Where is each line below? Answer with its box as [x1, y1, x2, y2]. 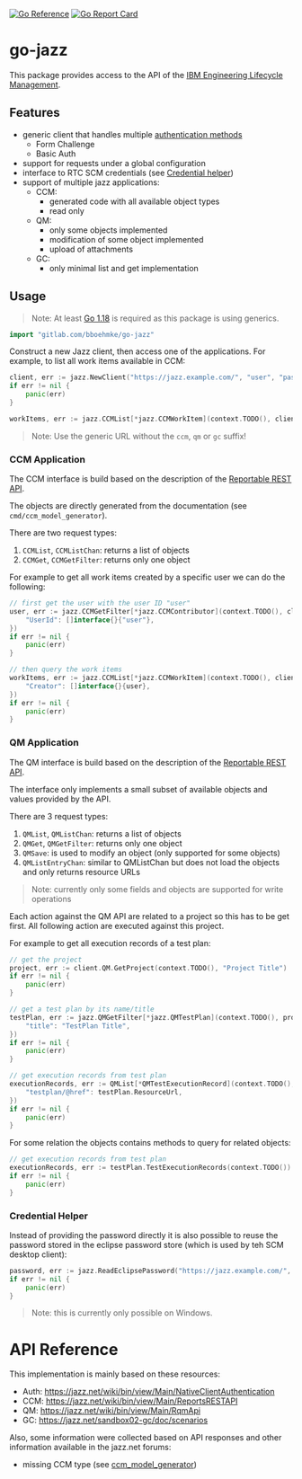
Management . [9, 79, 61, 90]
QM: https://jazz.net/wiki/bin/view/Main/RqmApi [22, 1405, 200, 1416]
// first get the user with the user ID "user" [9, 598, 191, 608]
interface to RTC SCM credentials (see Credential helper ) [22, 167, 234, 178]
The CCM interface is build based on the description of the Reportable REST [9, 474, 292, 484]
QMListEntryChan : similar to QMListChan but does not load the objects [22, 856, 280, 867]
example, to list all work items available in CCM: [9, 356, 186, 367]
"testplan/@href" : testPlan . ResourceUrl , [25, 1087, 182, 1096]
